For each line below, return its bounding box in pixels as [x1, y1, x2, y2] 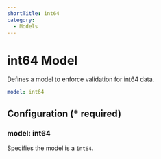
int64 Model [7, 52, 78, 68]
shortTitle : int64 [7, 10, 60, 17]
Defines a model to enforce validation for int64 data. [7, 75, 155, 83]
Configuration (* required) [7, 107, 122, 119]
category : [7, 17, 36, 23]
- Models [13, 23, 38, 30]
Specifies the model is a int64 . [7, 144, 94, 152]
